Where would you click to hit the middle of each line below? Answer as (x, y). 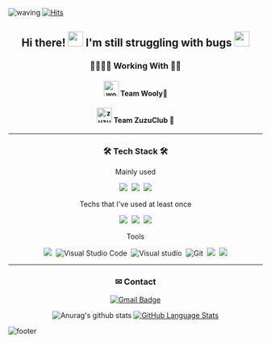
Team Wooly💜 (144, 93)
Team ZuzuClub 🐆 (144, 120)
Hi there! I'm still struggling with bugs (127, 43)
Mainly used (135, 172)
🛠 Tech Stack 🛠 (135, 151)
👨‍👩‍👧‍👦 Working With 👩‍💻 (135, 66)
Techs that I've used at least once (135, 204)
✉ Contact (135, 282)
